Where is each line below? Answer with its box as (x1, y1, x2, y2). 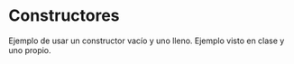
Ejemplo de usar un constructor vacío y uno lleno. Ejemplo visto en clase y (8, 35, 285, 46)
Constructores (8, 5, 120, 26)
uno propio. (8, 44, 51, 55)
